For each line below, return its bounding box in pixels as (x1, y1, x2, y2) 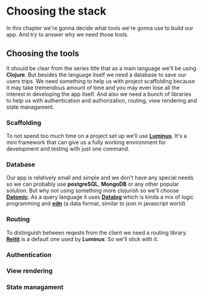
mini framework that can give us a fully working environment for (6, 138, 166, 146)
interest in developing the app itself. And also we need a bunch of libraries (6, 90, 192, 98)
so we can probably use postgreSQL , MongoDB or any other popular (6, 180, 179, 188)
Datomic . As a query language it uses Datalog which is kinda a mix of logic (6, 193, 194, 201)
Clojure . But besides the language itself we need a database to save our (6, 71, 187, 78)
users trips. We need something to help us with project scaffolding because (6, 77, 195, 84)
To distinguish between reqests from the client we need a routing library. (6, 229, 188, 236)
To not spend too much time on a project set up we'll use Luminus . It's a (6, 132, 187, 140)
